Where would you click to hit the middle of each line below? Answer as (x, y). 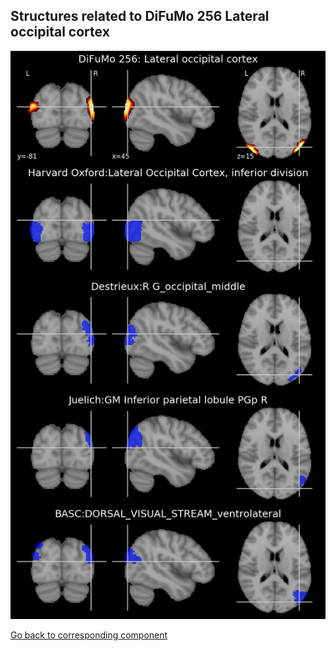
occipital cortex (60, 32)
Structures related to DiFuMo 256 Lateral (140, 16)
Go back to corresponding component (89, 635)
